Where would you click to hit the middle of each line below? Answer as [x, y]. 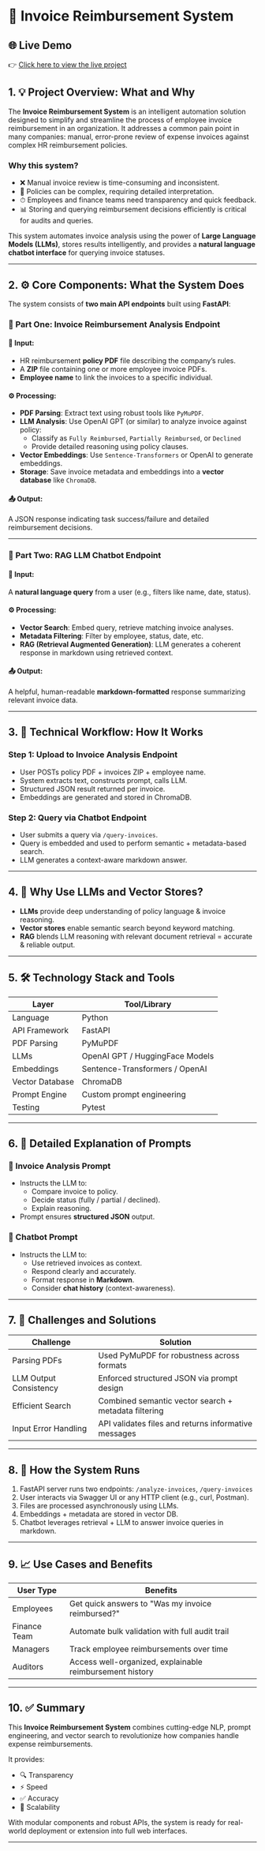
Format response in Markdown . [83, 1280]
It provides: [26, 1759]
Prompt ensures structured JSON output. [87, 1217]
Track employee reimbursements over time [149, 1649]
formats [113, 1366]
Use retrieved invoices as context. [87, 1263]
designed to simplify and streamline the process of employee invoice [120, 120]
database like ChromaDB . [58, 480]
